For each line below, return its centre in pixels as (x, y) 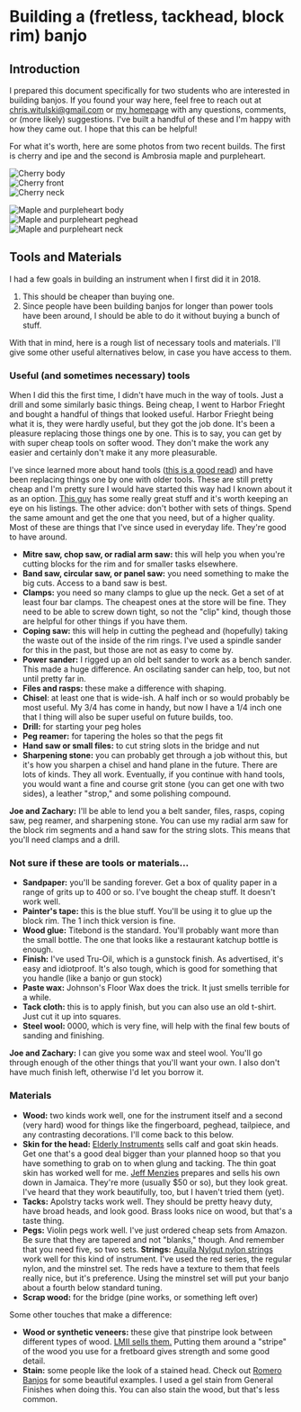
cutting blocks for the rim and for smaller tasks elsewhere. (130, 564)
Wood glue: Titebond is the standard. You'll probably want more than (150, 930)
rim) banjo (49, 36)
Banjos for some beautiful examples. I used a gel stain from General (148, 1380)
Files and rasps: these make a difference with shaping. (124, 688)
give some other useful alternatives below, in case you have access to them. (150, 352)
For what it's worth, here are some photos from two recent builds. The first (147, 146)
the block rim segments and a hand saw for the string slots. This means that (150, 830)
